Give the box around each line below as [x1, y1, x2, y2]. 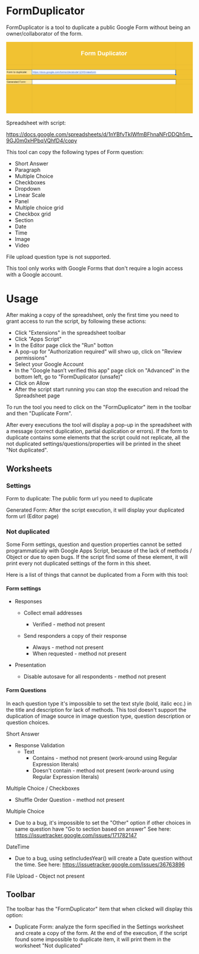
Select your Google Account [14, 361, 84, 368]
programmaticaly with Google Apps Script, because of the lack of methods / [6, 547, 192, 554]
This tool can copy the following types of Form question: [6, 149, 144, 156]
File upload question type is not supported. [6, 253, 111, 261]
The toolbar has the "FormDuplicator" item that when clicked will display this [6, 905, 193, 913]
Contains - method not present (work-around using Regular [32, 754, 178, 762]
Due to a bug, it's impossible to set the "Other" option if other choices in [14, 819, 191, 826]
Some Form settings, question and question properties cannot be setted [6, 541, 182, 548]
